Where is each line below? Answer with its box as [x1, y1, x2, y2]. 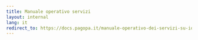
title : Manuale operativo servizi [6, 8, 91, 15]
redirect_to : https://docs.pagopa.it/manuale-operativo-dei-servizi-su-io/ [6, 25, 196, 31]
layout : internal [6, 14, 49, 20]
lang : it [6, 19, 28, 25]
